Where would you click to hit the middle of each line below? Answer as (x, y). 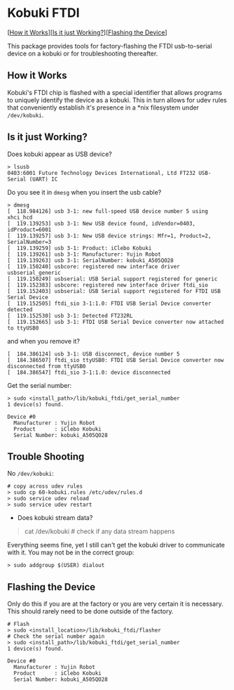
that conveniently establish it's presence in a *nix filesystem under (103, 108)
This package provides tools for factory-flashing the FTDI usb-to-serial (110, 46)
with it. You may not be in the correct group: (71, 552)
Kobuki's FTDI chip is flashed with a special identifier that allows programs (115, 92)
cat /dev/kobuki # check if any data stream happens (99, 531)
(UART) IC (43, 179)
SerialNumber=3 (29, 242)
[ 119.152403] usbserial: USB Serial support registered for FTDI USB (114, 291)
